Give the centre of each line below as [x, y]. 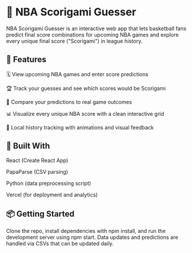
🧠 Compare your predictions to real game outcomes [69, 102]
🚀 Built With [28, 146]
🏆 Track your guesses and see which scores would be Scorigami [86, 88]
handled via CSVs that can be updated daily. [60, 244]
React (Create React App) [37, 160]
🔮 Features [26, 59]
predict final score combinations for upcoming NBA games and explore [92, 34]
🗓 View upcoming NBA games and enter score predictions [77, 74]
